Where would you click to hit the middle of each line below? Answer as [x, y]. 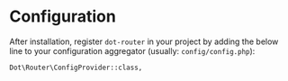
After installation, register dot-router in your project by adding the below [144, 41]
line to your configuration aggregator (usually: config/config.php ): [132, 50]
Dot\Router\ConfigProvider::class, [76, 67]
